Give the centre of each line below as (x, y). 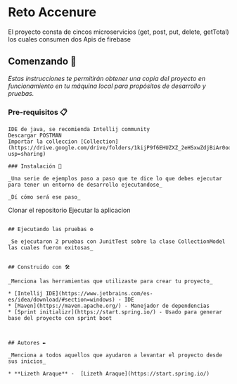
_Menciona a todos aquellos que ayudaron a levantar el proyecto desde (115, 355)
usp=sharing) (27, 154)
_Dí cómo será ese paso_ (44, 197)
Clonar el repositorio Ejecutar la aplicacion (69, 210)
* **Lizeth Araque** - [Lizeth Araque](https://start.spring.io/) (109, 374)
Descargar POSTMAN (35, 136)
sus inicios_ (27, 361)
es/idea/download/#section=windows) (62, 300)
